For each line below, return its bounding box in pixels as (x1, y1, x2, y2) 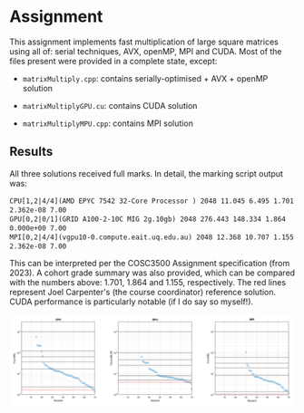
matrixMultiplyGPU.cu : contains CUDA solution (22, 100, 198, 110)
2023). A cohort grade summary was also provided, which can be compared (9, 267, 296, 278)
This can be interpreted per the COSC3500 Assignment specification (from (9, 257, 290, 268)
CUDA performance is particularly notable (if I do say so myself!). (9, 296, 254, 307)
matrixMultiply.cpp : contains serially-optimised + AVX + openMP (22, 72, 269, 83)
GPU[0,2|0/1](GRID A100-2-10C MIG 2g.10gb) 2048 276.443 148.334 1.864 (9, 215, 286, 224)
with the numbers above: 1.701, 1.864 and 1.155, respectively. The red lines (9, 276, 287, 287)
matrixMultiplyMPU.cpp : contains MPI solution (22, 118, 193, 129)
